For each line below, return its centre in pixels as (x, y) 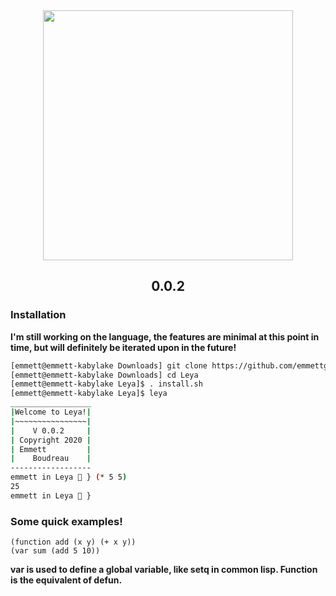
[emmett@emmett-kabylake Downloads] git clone (109, 365)
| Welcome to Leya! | (51, 412)
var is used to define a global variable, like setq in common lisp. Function (164, 570)
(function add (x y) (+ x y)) (73, 542)
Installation (38, 315)
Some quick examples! (66, 521)
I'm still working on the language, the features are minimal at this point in (165, 336)
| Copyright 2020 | (51, 440)
